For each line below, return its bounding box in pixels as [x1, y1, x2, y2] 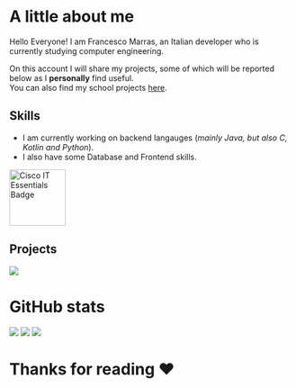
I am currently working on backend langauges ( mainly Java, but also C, [22, 132, 288, 143]
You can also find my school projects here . [9, 82, 168, 93]
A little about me [9, 6, 135, 27]
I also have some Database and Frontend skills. [22, 151, 198, 162]
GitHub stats [9, 296, 105, 317]
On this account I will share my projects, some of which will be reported [9, 63, 275, 74]
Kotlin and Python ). [22, 141, 94, 152]
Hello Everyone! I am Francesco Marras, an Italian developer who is [9, 36, 259, 47]
